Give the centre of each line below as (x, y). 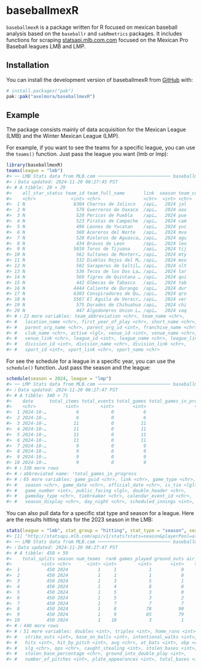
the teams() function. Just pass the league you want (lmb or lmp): (87, 154)
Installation (28, 65)
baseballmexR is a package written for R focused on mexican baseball (92, 27)
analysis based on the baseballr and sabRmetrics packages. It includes (94, 33)
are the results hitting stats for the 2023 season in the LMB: (80, 520)
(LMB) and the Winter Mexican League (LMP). (63, 136)
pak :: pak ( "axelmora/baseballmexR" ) (51, 96)
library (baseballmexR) (35, 165)
